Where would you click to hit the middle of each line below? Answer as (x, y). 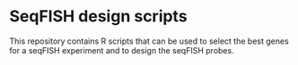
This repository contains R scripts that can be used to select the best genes (149, 41)
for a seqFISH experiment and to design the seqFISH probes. (122, 50)
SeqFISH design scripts (98, 16)
